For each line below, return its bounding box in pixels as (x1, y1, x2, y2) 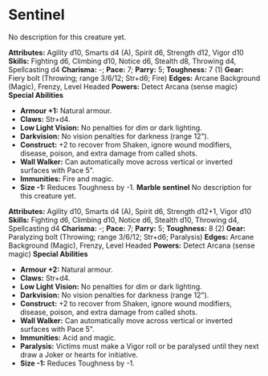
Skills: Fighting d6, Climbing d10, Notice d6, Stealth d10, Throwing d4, (8, 215, 239, 224)
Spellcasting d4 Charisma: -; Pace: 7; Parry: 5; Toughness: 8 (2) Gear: (8, 223, 246, 233)
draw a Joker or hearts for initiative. (19, 350, 139, 359)
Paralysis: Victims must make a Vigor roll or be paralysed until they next (19, 341, 259, 350)
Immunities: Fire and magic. (19, 174, 114, 184)
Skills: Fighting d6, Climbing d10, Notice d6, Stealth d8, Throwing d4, (8, 56, 237, 66)
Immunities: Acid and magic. (19, 333, 116, 342)
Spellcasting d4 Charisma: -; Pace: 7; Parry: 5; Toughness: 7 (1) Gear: (8, 64, 244, 74)
